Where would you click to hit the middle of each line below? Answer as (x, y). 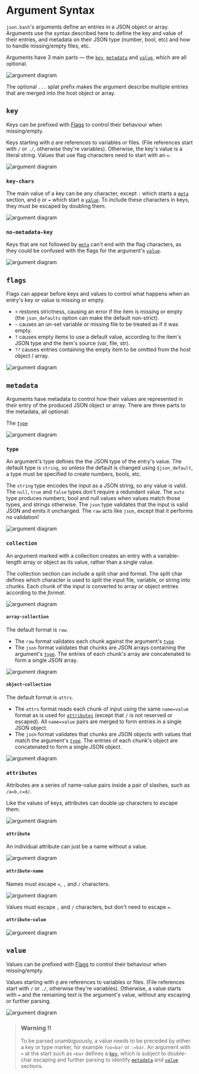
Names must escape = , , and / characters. (58, 884)
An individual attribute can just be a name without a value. (77, 847)
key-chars (20, 181)
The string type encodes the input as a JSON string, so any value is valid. (97, 486)
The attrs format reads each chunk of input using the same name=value (102, 709)
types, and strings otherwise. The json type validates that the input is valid (97, 505)
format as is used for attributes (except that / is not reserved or (94, 715)
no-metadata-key (30, 232)
